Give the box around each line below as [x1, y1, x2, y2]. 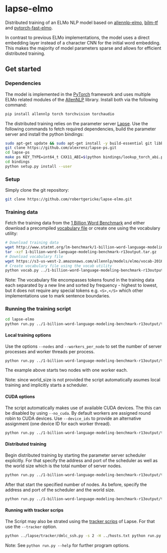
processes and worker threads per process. [5, 348, 95, 354]
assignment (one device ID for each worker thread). [5, 420, 111, 427]
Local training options [5, 332, 51, 338]
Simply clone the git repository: [5, 187, 70, 193]
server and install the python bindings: [5, 131, 84, 137]
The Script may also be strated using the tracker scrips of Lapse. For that [5, 518, 155, 524]
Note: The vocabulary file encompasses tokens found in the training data [5, 277, 155, 283]
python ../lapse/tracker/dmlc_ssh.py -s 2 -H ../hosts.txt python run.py [5, 533, 162, 538]
